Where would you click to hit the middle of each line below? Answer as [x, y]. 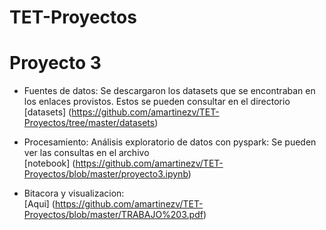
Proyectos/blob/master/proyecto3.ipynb [106, 174]
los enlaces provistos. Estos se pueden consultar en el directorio [157, 102]
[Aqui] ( [39, 204]
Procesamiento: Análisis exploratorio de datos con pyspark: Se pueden [170, 142]
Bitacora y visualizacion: [74, 193]
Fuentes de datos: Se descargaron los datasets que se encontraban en [169, 91]
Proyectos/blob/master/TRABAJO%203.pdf [113, 215]
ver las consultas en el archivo [86, 153]
